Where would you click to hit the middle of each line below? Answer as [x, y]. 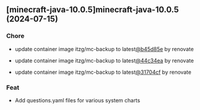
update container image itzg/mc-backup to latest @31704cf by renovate [103, 72]
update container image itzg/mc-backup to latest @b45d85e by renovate [104, 49]
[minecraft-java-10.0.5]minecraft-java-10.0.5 [93, 10]
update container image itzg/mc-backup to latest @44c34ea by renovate [104, 60]
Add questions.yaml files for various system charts [78, 100]
